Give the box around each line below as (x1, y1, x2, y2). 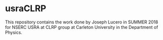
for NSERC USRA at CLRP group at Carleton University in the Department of (5, 24, 159, 30)
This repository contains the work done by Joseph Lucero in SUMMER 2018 (5, 19, 159, 25)
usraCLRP (5, 3, 47, 14)
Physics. (5, 29, 23, 35)
